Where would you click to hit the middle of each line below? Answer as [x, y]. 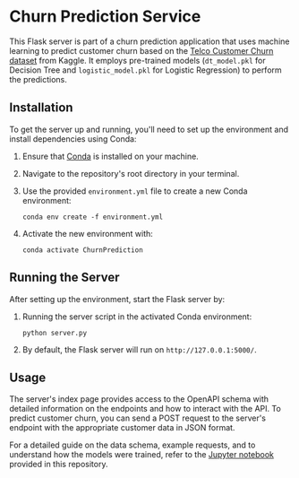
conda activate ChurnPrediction [82, 250]
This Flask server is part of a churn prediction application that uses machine [149, 41]
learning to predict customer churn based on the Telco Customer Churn [141, 50]
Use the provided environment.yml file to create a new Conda [135, 191]
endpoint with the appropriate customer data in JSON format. [122, 428]
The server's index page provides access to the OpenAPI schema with [139, 399]
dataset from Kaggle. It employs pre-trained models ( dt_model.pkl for [137, 60]
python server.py [55, 333]
